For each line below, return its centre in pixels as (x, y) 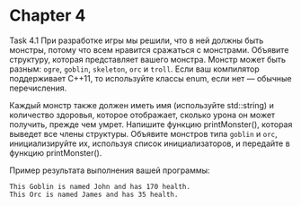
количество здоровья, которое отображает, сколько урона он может (142, 115)
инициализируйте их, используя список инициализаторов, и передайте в (150, 143)
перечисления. (38, 88)
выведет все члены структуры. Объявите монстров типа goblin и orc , (144, 133)
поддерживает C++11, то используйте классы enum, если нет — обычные (150, 78)
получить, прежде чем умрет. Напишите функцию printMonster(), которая (151, 124)
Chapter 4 (48, 16)
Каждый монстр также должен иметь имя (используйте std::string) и (142, 105)
